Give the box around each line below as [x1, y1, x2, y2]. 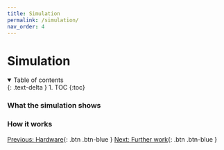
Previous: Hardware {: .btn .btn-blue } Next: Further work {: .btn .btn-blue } [7, 135, 218, 143]
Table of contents [13, 76, 64, 84]
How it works [7, 119, 53, 129]
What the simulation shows [7, 101, 101, 110]
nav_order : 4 [7, 23, 45, 30]
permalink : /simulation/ [7, 17, 79, 24]
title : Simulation [7, 10, 60, 17]
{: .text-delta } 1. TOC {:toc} [7, 83, 85, 92]
